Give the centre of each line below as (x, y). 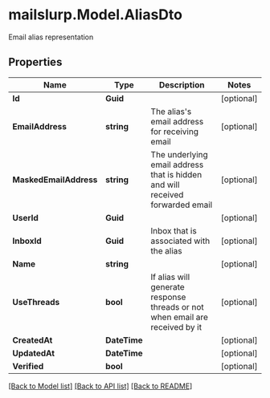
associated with (180, 241)
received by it (176, 327)
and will (165, 185)
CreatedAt (33, 340)
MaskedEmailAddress (55, 180)
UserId (25, 217)
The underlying (180, 154)
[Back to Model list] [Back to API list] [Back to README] (100, 386)
